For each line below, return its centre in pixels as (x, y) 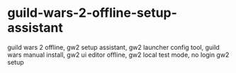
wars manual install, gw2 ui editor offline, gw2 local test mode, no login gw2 (118, 55)
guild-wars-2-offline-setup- (92, 13)
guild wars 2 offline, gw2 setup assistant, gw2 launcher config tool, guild (113, 47)
